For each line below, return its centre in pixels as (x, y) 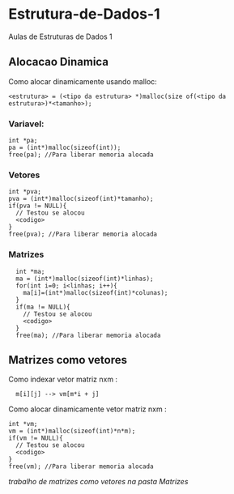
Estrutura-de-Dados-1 (84, 14)
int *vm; (23, 424)
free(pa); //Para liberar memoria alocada (81, 155)
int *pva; (25, 192)
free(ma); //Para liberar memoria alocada (88, 335)
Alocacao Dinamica (59, 62)
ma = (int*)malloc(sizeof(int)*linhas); (85, 279)
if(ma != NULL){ (43, 307)
